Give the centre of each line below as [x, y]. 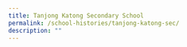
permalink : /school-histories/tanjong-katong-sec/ [94, 23]
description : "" [35, 30]
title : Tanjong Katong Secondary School [76, 16]
